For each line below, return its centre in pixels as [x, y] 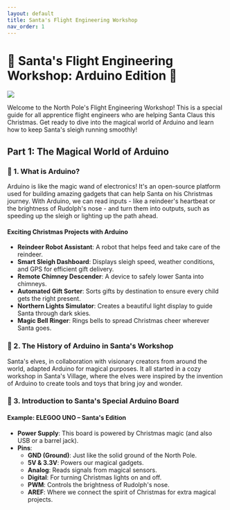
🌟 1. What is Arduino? [44, 171]
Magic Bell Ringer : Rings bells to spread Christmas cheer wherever [113, 321]
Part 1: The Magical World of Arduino [88, 151]
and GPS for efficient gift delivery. [65, 269]
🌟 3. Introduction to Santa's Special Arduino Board [93, 401]
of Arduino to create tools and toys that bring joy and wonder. [95, 383]
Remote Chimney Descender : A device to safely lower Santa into [110, 276]
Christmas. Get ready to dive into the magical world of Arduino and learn [110, 123]
